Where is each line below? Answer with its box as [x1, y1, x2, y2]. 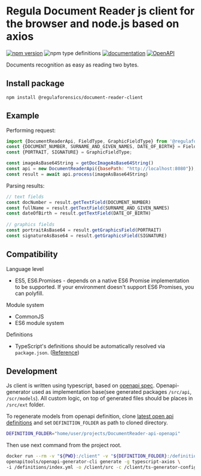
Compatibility [6, 249, 58, 260]
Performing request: [6, 126, 56, 134]
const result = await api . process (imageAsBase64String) [6, 171, 148, 177]
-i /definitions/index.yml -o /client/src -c [6, 465, 121, 471]
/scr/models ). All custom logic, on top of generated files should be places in [6, 394, 193, 402]
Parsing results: [6, 182, 45, 189]
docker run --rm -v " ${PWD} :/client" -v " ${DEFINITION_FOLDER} [6, 453, 167, 459]
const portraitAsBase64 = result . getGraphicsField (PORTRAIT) [6, 227, 162, 233]
